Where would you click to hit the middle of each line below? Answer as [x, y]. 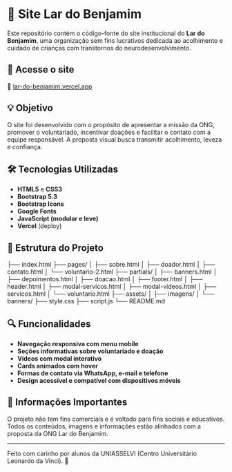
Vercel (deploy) [39, 226]
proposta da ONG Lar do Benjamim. [58, 433]
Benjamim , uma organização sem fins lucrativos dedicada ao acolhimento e [115, 40]
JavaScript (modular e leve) [58, 219]
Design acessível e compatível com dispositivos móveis [99, 380]
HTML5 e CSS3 [40, 189]
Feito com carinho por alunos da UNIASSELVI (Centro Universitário [102, 453]
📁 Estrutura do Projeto [55, 248]
